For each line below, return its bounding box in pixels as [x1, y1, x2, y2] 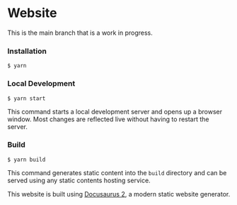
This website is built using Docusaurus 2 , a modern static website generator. [7, 189, 231, 198]
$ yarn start [7, 94, 46, 102]
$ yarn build [7, 156, 46, 163]
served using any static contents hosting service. [7, 176, 151, 184]
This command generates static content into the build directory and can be [7, 168, 227, 177]
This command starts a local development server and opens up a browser [7, 107, 223, 116]
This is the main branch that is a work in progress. [7, 28, 154, 37]
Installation [7, 46, 47, 56]
